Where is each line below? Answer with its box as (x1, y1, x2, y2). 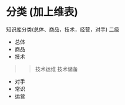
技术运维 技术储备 (35, 65, 78, 72)
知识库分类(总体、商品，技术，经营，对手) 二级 (6, 26, 120, 33)
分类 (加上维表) (6, 5, 78, 19)
